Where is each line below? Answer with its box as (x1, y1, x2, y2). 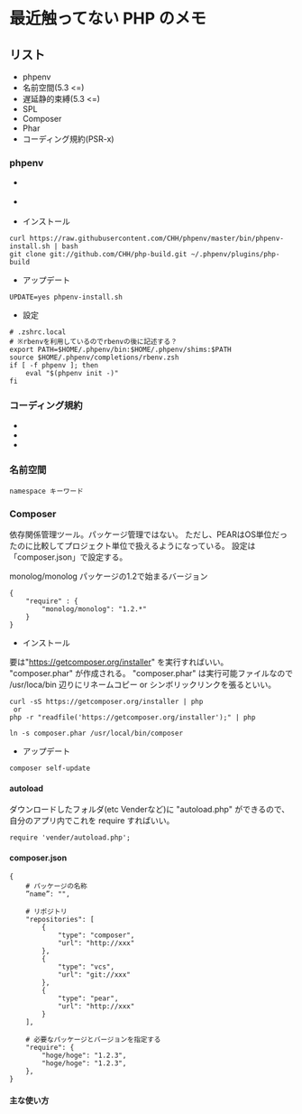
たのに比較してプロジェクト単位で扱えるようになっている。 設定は (9, 540, 256, 551)
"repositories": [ (25, 915, 95, 924)
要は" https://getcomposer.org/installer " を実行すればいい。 (9, 656, 229, 667)
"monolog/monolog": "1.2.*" (41, 604, 147, 614)
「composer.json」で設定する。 (9, 552, 128, 562)
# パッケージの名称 (25, 882, 87, 891)
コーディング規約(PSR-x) (22, 134, 114, 144)
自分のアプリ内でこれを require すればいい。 (9, 815, 175, 826)
